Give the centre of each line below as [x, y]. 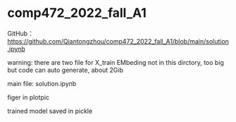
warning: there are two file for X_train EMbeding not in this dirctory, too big [116, 62]
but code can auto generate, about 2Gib [66, 70]
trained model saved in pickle [50, 111]
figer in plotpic [29, 97]
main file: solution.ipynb [42, 83]
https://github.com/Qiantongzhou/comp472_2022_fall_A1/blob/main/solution [118, 41]
